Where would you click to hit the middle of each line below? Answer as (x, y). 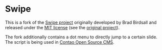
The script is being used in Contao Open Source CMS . (60, 42)
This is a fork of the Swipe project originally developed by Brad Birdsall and (81, 22)
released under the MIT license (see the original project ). (62, 27)
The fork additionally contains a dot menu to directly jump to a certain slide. (81, 37)
